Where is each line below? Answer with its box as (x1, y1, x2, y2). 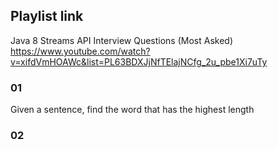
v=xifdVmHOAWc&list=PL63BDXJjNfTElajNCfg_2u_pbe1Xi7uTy (10, 55, 268, 68)
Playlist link (10, 8, 84, 25)
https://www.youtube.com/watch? (10, 45, 151, 57)
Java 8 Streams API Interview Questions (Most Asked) (10, 34, 233, 46)
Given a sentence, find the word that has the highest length (10, 104, 255, 116)
